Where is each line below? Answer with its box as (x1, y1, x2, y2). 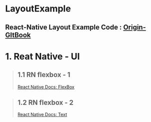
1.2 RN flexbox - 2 (17, 98, 74, 106)
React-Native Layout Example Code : (5, 23, 122, 31)
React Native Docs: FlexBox (17, 83, 75, 90)
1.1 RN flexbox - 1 (17, 70, 70, 79)
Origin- (123, 23, 146, 31)
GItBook (5, 30, 31, 39)
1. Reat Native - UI (5, 50, 80, 62)
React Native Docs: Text (17, 111, 67, 117)
